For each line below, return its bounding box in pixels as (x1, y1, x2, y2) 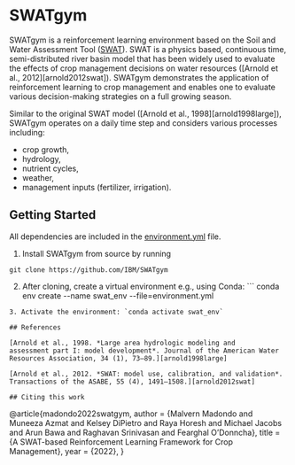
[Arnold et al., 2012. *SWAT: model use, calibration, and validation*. (9, 369, 283, 378)
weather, (21, 172, 55, 182)
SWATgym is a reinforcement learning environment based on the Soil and (9, 35, 276, 45)
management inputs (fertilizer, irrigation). (21, 182, 172, 192)
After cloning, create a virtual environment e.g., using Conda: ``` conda (21, 281, 280, 291)
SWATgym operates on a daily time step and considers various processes (9, 117, 277, 128)
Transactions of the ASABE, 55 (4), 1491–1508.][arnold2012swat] (9, 377, 255, 386)
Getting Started (9, 207, 97, 222)
